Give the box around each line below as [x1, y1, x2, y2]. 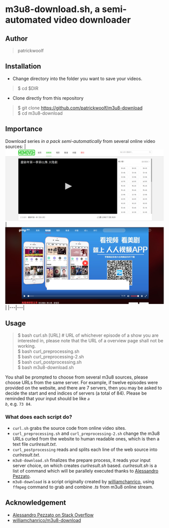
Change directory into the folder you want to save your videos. [12, 76, 142, 82]
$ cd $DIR [17, 85, 39, 91]
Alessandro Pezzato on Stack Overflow [12, 512, 94, 518]
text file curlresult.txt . [12, 441, 57, 447]
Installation [5, 62, 41, 71]
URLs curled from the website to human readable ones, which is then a [12, 435, 160, 441]
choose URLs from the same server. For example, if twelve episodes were [5, 380, 158, 386]
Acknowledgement [5, 498, 66, 507]
